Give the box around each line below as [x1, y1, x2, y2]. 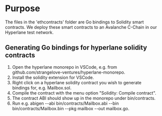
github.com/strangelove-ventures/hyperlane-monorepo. [12, 69, 125, 75]
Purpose [5, 3, 40, 14]
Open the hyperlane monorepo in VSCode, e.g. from [12, 64, 117, 70]
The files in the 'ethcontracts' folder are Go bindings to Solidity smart [5, 19, 144, 25]
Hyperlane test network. [5, 29, 54, 35]
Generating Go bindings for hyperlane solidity [5, 43, 147, 52]
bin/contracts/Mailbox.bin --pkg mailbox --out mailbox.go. [12, 105, 129, 111]
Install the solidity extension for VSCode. [12, 74, 94, 80]
